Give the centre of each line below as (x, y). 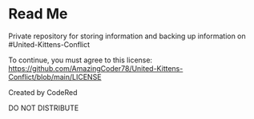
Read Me (38, 14)
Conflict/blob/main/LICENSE (55, 77)
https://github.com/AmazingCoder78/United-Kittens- (96, 68)
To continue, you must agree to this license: (81, 60)
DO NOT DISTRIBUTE (44, 108)
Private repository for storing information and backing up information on (127, 36)
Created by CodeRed (43, 92)
